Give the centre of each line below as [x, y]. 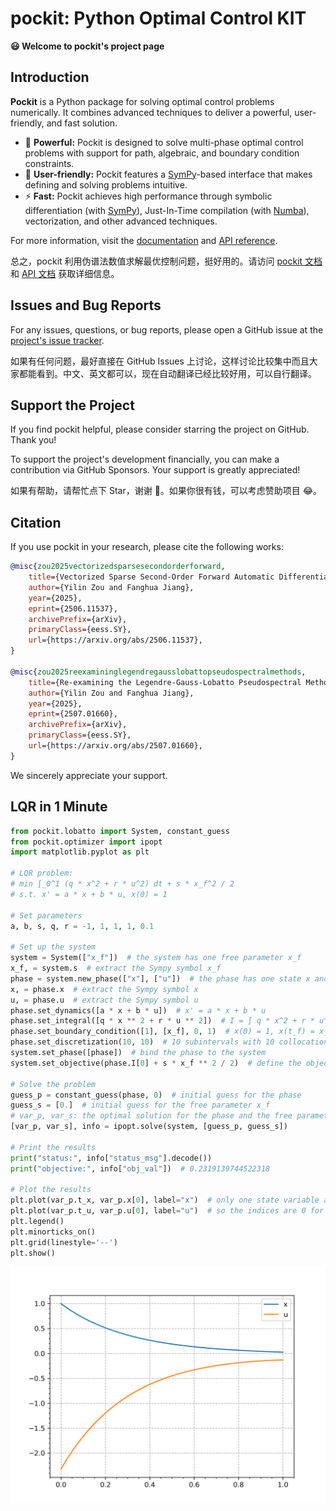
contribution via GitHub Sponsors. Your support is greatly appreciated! [155, 470]
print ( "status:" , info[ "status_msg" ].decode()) [111, 1158]
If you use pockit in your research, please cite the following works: [147, 547]
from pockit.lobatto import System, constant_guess [120, 831]
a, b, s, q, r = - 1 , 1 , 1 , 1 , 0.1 [82, 926]
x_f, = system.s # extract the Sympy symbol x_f [116, 968]
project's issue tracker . [57, 340]
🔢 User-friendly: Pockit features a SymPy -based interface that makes [168, 174]
